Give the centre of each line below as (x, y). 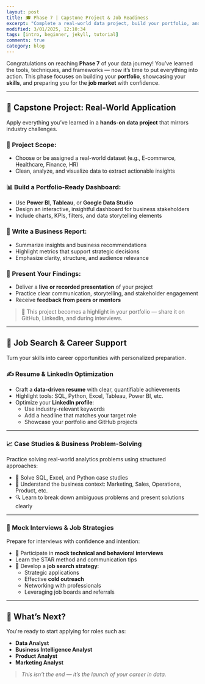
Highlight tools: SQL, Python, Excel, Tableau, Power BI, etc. (89, 396)
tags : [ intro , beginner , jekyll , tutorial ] (63, 35)
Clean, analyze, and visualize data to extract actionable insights (95, 171)
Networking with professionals (63, 585)
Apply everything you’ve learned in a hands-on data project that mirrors (98, 122)
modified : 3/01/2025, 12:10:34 (46, 29)
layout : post (23, 12)
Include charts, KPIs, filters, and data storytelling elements (88, 216)
